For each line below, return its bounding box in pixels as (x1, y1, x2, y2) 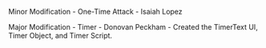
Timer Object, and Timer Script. (8, 31, 113, 40)
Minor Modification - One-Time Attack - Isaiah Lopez (8, 7, 183, 16)
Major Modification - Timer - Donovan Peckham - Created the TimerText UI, (8, 22, 258, 31)
